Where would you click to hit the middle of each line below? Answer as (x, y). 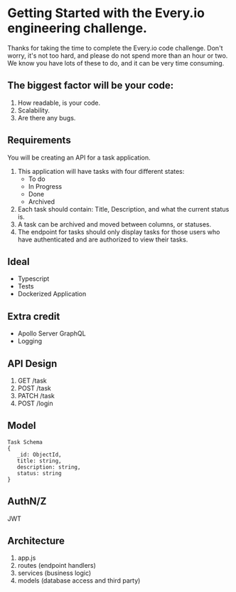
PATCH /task (36, 396)
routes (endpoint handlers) (57, 566)
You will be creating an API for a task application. (79, 157)
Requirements (39, 140)
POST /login (35, 403)
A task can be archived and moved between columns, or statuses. (114, 224)
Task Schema (25, 442)
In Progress (45, 186)
